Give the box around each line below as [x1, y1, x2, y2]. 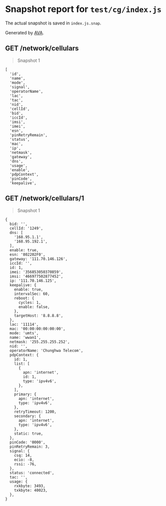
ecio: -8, [14, 457, 35, 462]
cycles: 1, [18, 300, 41, 305]
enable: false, [18, 304, 50, 309]
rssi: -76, [14, 462, 37, 467]
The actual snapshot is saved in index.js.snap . [5, 20, 101, 26]
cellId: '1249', [9, 226, 43, 231]
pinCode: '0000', [9, 440, 46, 445]
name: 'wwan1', [9, 335, 41, 340]
